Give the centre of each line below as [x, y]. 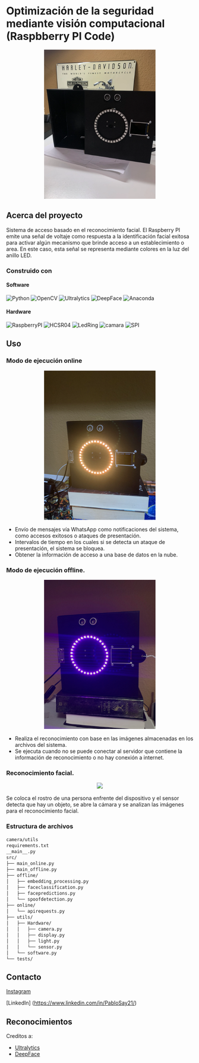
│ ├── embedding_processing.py [48, 881]
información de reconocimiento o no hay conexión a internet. [89, 758]
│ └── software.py [32, 953]
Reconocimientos [39, 1022]
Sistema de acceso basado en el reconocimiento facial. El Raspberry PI [93, 230]
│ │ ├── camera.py [34, 929]
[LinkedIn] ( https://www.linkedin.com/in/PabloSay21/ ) [72, 1003]
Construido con [29, 271]
